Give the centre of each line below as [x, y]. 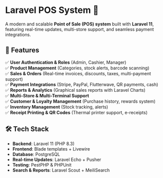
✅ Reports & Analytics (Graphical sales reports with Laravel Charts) [75, 90]
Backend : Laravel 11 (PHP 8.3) [43, 144]
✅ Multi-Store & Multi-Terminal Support [47, 95]
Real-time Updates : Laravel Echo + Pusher [57, 160]
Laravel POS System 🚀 [52, 10]
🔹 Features [22, 50]
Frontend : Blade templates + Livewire [51, 149]
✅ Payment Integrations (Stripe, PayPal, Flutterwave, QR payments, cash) [82, 84]
